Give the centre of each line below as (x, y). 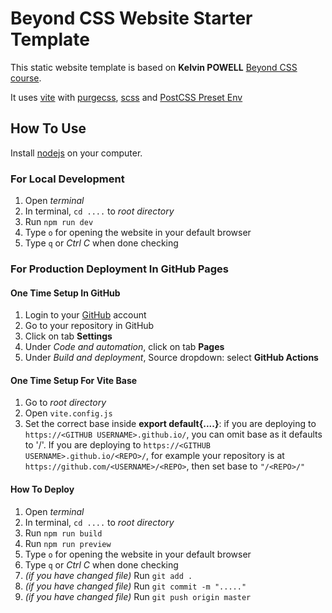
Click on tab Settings (68, 336)
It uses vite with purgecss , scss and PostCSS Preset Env (126, 97)
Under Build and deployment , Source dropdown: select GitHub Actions (171, 358)
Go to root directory (65, 403)
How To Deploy (42, 489)
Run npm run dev (59, 222)
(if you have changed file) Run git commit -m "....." (135, 586)
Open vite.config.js (68, 413)
